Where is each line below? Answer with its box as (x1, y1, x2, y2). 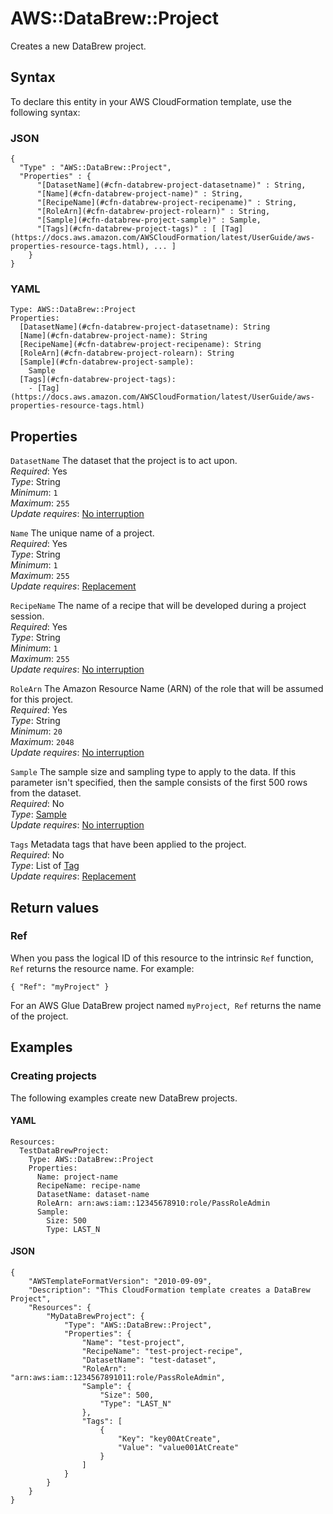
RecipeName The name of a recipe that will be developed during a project (10, 600, 307, 612)
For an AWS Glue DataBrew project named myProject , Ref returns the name (10, 999, 322, 1011)
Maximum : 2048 (10, 736, 75, 748)
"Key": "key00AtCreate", (117, 1433, 222, 1444)
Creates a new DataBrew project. (10, 40, 147, 52)
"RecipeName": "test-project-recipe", (81, 1346, 244, 1356)
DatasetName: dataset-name (36, 1189, 150, 1199)
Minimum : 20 (10, 725, 63, 737)
